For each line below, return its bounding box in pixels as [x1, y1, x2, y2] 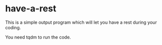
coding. [5, 24, 21, 30]
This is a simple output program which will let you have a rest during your [5, 19, 157, 25]
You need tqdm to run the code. [5, 34, 71, 40]
